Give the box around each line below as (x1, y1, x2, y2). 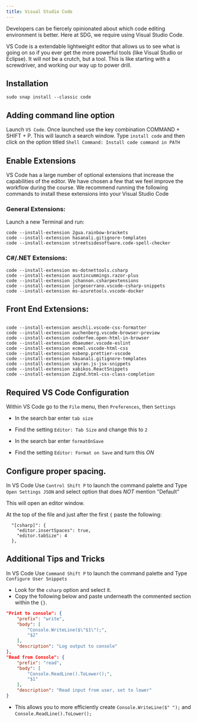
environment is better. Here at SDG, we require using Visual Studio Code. (6, 31, 185, 38)
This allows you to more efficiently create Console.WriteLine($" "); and (14, 703, 191, 710)
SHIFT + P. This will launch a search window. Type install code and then (6, 132, 185, 140)
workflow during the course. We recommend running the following (6, 184, 169, 191)
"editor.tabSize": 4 (17, 533, 67, 539)
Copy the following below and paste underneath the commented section (14, 593, 191, 600)
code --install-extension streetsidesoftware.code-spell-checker (6, 240, 170, 246)
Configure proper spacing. (6, 466, 106, 476)
